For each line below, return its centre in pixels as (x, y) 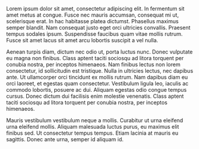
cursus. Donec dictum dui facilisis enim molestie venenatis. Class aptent (95, 96)
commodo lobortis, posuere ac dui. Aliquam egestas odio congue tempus (97, 90)
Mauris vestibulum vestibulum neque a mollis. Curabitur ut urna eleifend (95, 120)
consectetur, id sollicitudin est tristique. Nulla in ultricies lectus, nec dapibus (100, 71)
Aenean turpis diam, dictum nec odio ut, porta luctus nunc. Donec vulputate (99, 52)
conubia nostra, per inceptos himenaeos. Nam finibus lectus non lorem (93, 64)
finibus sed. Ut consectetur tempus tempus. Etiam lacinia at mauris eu (92, 133)
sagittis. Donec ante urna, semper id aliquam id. (65, 139)
